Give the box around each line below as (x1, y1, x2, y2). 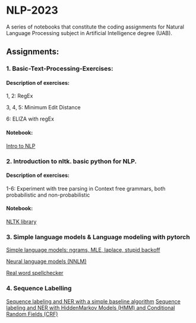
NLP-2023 (6, 4, 58, 17)
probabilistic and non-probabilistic (6, 191, 90, 198)
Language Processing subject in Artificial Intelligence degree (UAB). (6, 29, 172, 36)
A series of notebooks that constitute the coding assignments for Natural (6, 23, 184, 30)
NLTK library (6, 218, 37, 225)
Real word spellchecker (6, 270, 64, 277)
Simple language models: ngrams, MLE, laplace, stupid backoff (6, 246, 160, 254)
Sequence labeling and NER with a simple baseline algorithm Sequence (6, 297, 181, 305)
